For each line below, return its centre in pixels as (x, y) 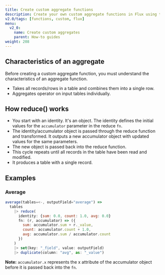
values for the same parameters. (45, 142)
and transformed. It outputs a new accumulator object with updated (81, 136)
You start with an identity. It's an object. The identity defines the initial (83, 121)
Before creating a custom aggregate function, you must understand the (77, 73)
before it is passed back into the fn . (41, 267)
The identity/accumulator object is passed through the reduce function (84, 131)
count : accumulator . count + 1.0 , (57, 230)
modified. (22, 157)
